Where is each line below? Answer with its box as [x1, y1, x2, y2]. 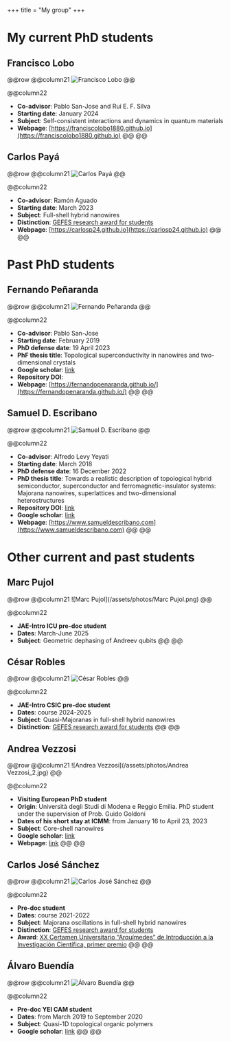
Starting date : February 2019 [16, 336, 100, 345]
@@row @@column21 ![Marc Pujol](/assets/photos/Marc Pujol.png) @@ [7, 595, 213, 603]
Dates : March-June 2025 [16, 629, 89, 637]
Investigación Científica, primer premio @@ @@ [16, 940, 154, 948]
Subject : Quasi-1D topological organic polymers [16, 1019, 153, 1028]
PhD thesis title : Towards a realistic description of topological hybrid [16, 474, 212, 482]
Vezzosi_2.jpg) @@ [7, 768, 62, 777]
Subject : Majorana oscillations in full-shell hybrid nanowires [16, 918, 187, 927]
